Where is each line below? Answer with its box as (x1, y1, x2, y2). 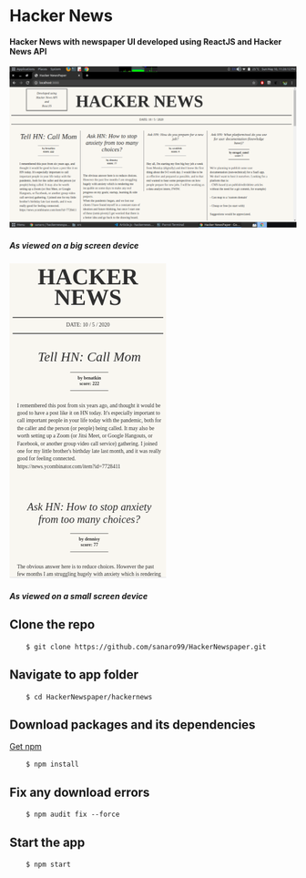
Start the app (9, 834, 86, 850)
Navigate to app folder (9, 667, 139, 683)
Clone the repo (9, 617, 96, 633)
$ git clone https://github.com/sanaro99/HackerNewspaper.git (25, 642, 267, 651)
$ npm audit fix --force (25, 810, 120, 820)
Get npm (9, 741, 43, 752)
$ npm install (25, 760, 79, 770)
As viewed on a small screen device (9, 590, 148, 601)
